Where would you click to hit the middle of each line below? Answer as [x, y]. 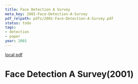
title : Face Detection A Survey [38, 9]
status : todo [18, 23]
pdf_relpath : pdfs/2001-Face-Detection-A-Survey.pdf [59, 18]
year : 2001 [16, 41]
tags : [10, 28]
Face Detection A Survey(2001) [69, 74]
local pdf [14, 55]
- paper [13, 37]
